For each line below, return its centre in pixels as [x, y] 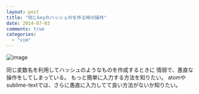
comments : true [25, 29]
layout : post [23, 12]
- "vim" [22, 40]
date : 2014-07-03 [28, 23]
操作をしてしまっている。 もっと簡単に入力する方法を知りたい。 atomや [96, 77]
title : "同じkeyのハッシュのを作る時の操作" [57, 18]
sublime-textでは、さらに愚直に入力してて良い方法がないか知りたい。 [94, 85]
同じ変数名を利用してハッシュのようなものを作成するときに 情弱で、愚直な [100, 70]
